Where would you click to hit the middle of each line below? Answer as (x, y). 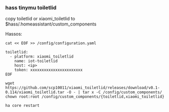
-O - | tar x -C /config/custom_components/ (114, 92)
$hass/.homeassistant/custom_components (51, 24)
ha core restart (22, 106)
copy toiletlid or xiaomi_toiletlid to (40, 19)
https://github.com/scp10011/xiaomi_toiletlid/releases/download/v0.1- (82, 88)
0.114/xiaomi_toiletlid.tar (35, 92)
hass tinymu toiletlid (31, 8)
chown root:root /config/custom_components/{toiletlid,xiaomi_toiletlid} (85, 97)
